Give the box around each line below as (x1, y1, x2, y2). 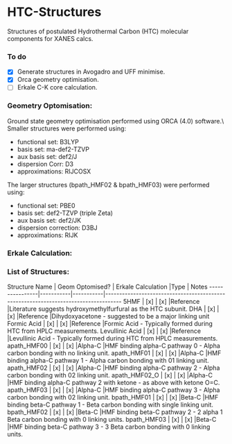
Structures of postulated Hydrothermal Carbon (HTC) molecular (7, 27, 189, 35)
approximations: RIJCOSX (17, 167, 91, 176)
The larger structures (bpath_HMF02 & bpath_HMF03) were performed (7, 180, 210, 189)
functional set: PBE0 (17, 201, 75, 210)
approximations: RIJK (17, 230, 78, 239)
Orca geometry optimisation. (17, 76, 99, 84)
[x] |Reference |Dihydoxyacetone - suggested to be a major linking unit (7, 311, 210, 320)
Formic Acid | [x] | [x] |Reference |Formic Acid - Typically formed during (7, 319, 213, 327)
